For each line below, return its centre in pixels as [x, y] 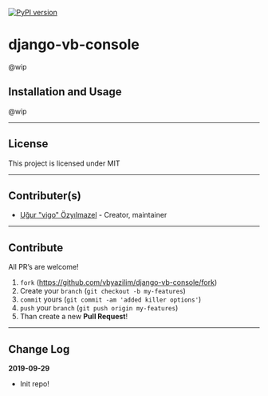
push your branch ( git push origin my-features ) [99, 308]
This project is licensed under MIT [65, 163]
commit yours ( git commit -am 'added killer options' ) [110, 299]
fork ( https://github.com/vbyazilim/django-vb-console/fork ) [118, 282]
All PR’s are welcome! [43, 267]
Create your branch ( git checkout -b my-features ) [102, 291]
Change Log [39, 349]
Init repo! [34, 384]
